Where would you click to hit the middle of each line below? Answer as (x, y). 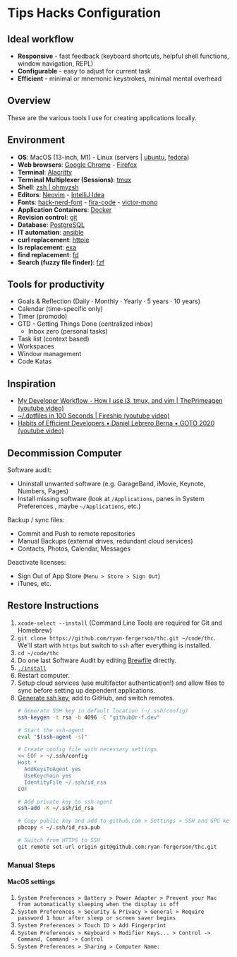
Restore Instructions (53, 606)
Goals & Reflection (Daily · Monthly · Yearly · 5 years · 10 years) (109, 301)
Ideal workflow (41, 39)
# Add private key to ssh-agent (65, 802)
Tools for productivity (56, 284)
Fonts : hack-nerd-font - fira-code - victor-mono (87, 202)
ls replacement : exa (47, 247)
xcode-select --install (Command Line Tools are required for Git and (120, 623)
